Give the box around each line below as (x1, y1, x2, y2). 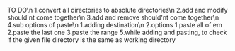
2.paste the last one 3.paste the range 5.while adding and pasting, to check (7, 28, 227, 36)
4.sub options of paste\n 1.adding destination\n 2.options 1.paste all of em (7, 21, 222, 29)
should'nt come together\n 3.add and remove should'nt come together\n (7, 13, 219, 22)
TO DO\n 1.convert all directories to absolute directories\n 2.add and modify (7, 6, 228, 14)
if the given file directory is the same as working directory (7, 36, 176, 44)
